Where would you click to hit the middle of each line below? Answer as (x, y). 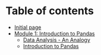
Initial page (28, 27)
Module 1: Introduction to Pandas (54, 33)
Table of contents (50, 11)
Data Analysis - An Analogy (56, 40)
